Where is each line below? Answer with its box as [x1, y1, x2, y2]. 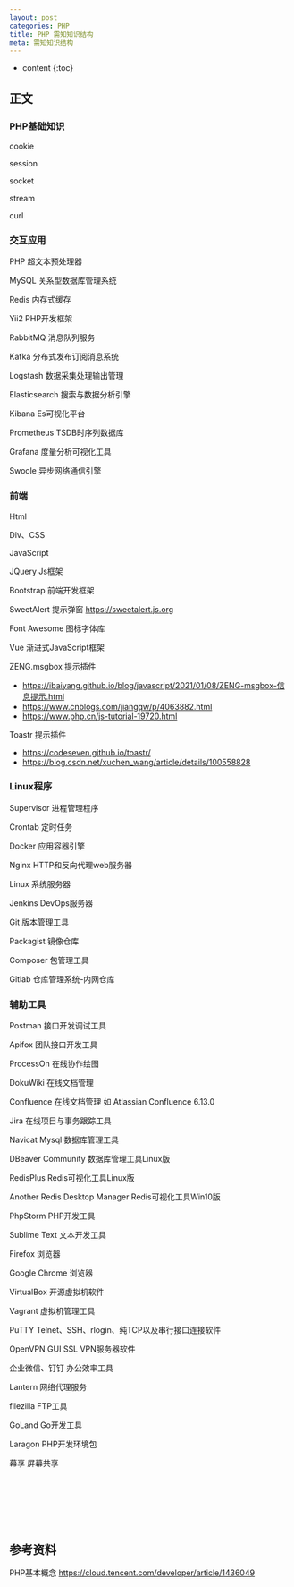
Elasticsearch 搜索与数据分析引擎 [9, 389, 131, 400]
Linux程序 [9, 781, 53, 793]
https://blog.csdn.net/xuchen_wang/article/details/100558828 [21, 756, 251, 767]
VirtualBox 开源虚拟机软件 [9, 1286, 105, 1298]
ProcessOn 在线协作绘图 [9, 1058, 100, 1070]
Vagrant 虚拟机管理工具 [9, 1306, 96, 1317]
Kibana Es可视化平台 [9, 408, 86, 419]
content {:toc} [21, 63, 74, 73]
